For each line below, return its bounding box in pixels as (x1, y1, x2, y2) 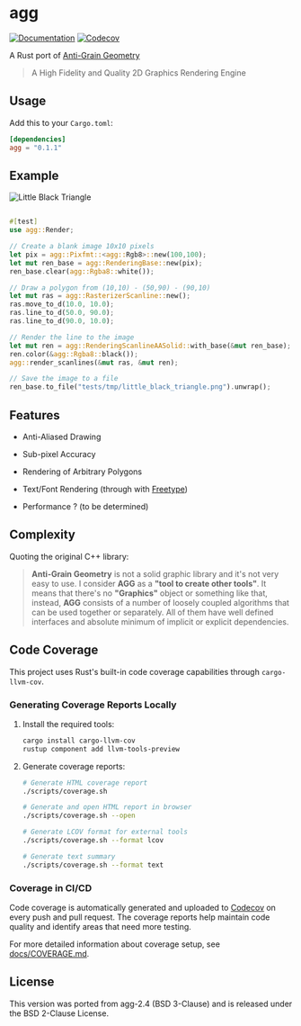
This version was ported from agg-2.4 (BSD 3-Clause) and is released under (9, 998, 293, 1009)
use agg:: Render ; (9, 226, 75, 235)
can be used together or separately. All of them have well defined (31, 607, 274, 617)
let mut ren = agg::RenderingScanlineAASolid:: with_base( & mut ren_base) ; (9, 341, 292, 350)
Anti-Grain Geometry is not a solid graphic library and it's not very (31, 568, 279, 579)
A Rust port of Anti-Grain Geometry (9, 49, 141, 60)
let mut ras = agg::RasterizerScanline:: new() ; (9, 292, 191, 301)
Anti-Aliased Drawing (22, 431, 102, 442)
